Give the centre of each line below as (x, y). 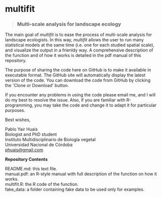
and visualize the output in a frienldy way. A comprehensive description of (79, 50)
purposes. (15, 110)
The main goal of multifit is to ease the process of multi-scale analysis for (79, 35)
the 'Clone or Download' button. (37, 86)
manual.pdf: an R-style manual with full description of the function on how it (81, 174)
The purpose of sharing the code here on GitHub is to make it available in (78, 70)
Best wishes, (18, 120)
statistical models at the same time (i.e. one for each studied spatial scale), (80, 45)
